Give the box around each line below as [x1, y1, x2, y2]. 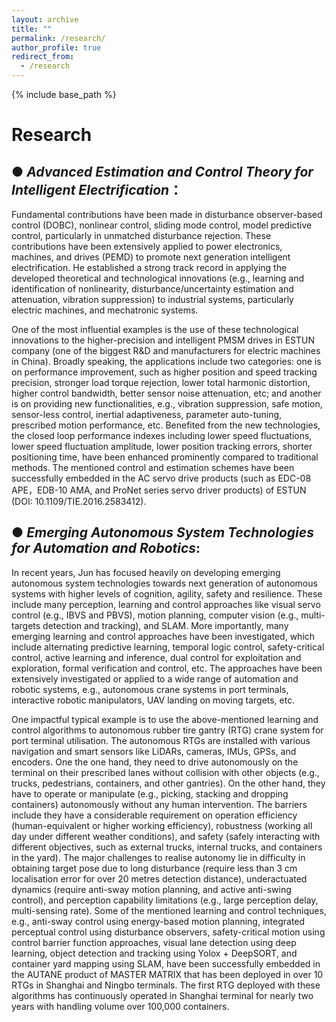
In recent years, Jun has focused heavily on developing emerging [11, 566, 281, 578]
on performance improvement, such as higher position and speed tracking [11, 366, 318, 378]
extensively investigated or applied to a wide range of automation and [11, 672, 299, 685]
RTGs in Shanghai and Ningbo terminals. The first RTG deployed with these [11, 979, 321, 991]
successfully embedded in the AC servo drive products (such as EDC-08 [11, 472, 312, 484]
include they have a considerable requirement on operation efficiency [11, 809, 298, 821]
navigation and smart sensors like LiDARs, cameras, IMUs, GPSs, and [11, 745, 297, 757]
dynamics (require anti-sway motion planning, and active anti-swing [11, 883, 292, 895]
